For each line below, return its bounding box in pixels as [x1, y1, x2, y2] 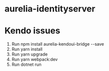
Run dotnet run [11, 61, 42, 68]
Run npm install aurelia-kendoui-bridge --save [11, 41, 105, 47]
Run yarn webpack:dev [11, 57, 58, 62]
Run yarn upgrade [11, 51, 48, 57]
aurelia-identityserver [4, 3, 95, 14]
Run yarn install [11, 47, 43, 52]
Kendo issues [4, 25, 61, 36]
